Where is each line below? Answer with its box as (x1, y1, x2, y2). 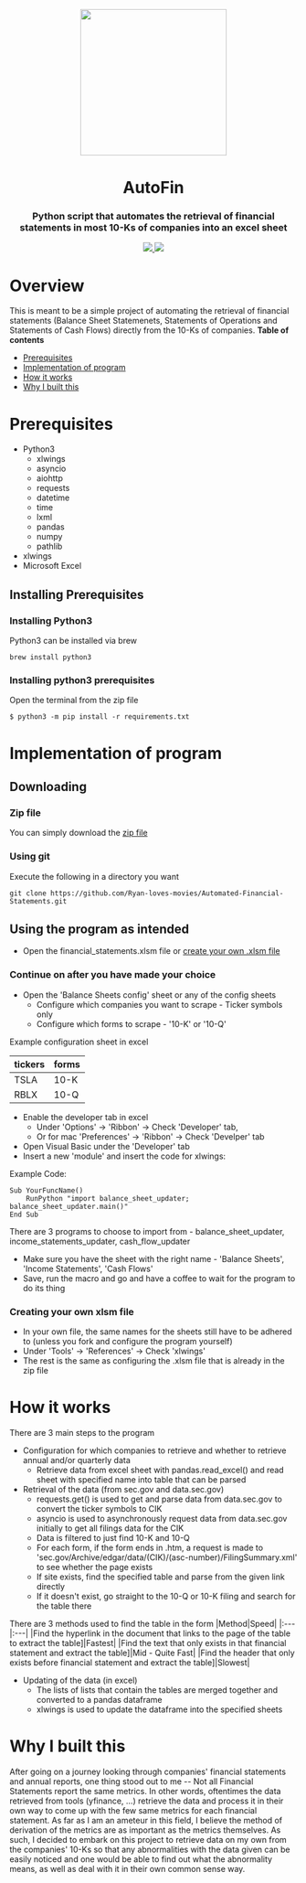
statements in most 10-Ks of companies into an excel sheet (19, 221, 288, 234)
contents (9, 335, 45, 346)
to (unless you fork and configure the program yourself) (22, 1335, 233, 1346)
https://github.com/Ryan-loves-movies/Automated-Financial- (49, 888, 284, 898)
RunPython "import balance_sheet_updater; (26, 1193, 190, 1203)
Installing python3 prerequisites (9, 673, 155, 686)
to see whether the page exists (36, 1561, 153, 1572)
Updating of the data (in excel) (22, 1674, 138, 1685)
